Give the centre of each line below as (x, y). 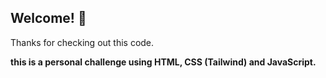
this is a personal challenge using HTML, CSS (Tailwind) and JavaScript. (163, 62)
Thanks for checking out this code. (82, 42)
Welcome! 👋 (48, 18)
